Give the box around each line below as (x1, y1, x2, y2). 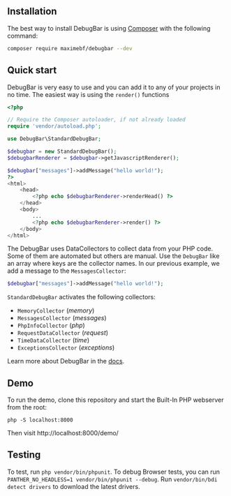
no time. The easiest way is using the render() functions (7, 90, 170, 98)
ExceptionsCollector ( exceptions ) (17, 343, 115, 352)
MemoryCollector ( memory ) (17, 306, 95, 315)
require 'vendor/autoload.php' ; (7, 123, 101, 130)
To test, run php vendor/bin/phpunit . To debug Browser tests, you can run (7, 467, 221, 476)
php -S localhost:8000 (7, 416, 73, 424)
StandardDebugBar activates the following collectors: (7, 293, 156, 301)
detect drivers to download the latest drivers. (7, 482, 141, 490)
